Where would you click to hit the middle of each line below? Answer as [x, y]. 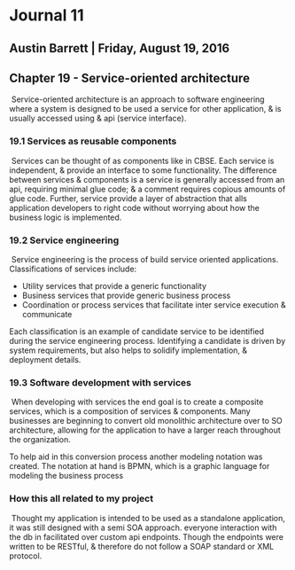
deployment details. [45, 359]
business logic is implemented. [66, 217]
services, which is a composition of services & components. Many [130, 411]
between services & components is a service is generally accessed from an [147, 179]
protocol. [26, 556]
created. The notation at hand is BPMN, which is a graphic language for [140, 466]
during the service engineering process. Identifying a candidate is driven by [147, 340]
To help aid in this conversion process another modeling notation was [136, 457]
